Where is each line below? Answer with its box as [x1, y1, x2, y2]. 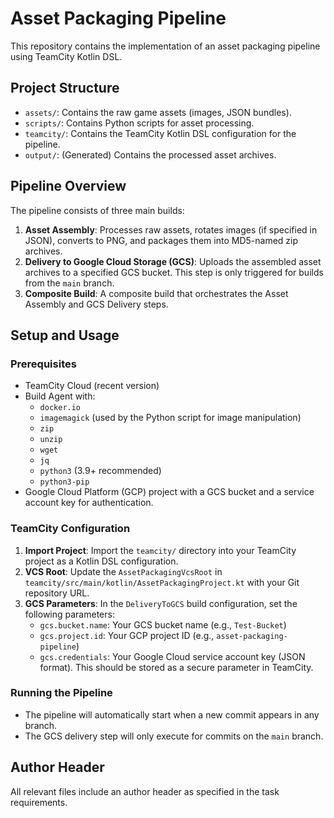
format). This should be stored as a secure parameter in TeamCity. [39, 661, 314, 673]
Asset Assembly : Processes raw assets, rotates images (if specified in [24, 223, 318, 236]
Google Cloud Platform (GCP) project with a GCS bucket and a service [24, 486, 315, 498]
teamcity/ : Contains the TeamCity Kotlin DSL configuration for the [24, 127, 297, 139]
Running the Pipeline [10, 686, 113, 700]
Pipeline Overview [10, 178, 127, 195]
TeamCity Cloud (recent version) [24, 380, 160, 392]
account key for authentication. [24, 497, 154, 509]
